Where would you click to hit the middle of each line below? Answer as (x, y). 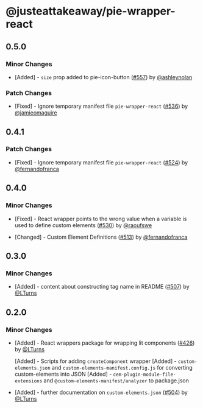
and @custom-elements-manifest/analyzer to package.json (116, 380)
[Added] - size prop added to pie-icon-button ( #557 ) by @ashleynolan (103, 77)
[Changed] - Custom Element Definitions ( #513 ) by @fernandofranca (101, 237)
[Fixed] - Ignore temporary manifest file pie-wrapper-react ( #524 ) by (101, 162)
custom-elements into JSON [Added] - (63, 374)
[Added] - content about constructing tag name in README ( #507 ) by (102, 287)
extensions (28, 381)
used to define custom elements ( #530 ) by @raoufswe (83, 225)
